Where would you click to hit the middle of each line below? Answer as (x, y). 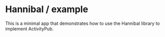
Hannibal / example (47, 9)
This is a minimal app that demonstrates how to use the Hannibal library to (83, 23)
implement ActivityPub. (30, 28)
